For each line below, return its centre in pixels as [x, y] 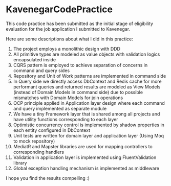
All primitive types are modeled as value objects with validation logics [87, 54]
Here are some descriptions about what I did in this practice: [70, 39]
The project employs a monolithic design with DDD [67, 49]
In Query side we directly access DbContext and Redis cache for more [87, 81]
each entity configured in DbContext [51, 130]
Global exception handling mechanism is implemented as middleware [86, 168]
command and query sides [41, 71]
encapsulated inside [35, 59]
